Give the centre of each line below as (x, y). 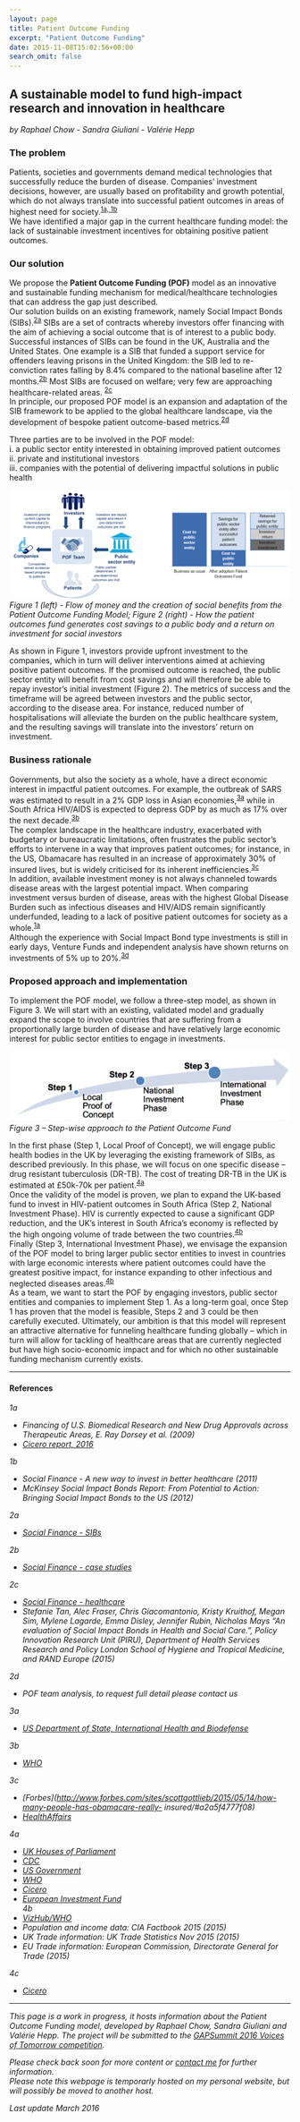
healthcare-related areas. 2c (61, 391)
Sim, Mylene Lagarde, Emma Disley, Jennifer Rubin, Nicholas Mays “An (154, 1621)
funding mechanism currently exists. (76, 1359)
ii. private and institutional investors (75, 458)
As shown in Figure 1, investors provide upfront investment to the (129, 651)
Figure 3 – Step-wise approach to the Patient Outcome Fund (120, 1129)
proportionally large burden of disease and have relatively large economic (145, 1029)
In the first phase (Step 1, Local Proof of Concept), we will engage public (142, 1146)
